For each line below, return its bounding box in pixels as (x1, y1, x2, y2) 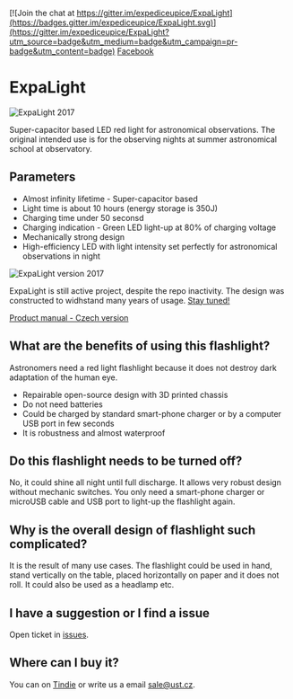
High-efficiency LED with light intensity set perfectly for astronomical (22, 241, 278, 252)
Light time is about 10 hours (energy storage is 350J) (22, 202, 218, 214)
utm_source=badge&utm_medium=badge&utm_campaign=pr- (9, 36, 238, 47)
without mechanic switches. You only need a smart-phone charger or (9, 487, 265, 498)
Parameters (9, 170, 76, 185)
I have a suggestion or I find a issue (9, 606, 211, 621)
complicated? (9, 536, 88, 552)
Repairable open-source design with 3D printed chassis (22, 389, 228, 400)
